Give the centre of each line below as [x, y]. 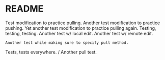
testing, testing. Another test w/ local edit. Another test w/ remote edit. [79, 33]
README [24, 9]
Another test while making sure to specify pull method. [67, 43]
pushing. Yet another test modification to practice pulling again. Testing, [81, 28]
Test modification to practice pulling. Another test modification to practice [83, 23]
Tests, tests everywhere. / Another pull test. [51, 52]
